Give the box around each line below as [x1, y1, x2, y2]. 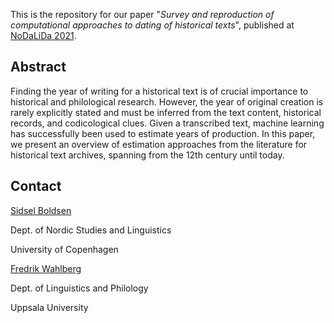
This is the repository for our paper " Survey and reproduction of [10, 9, 275, 20]
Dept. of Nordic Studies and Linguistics [10, 224, 172, 236]
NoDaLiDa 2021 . [10, 30, 77, 41]
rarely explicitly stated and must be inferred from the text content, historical [10, 106, 322, 118]
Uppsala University [10, 301, 89, 313]
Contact [10, 178, 62, 195]
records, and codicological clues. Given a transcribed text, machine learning [10, 117, 325, 129]
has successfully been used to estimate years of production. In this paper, [10, 127, 316, 139]
